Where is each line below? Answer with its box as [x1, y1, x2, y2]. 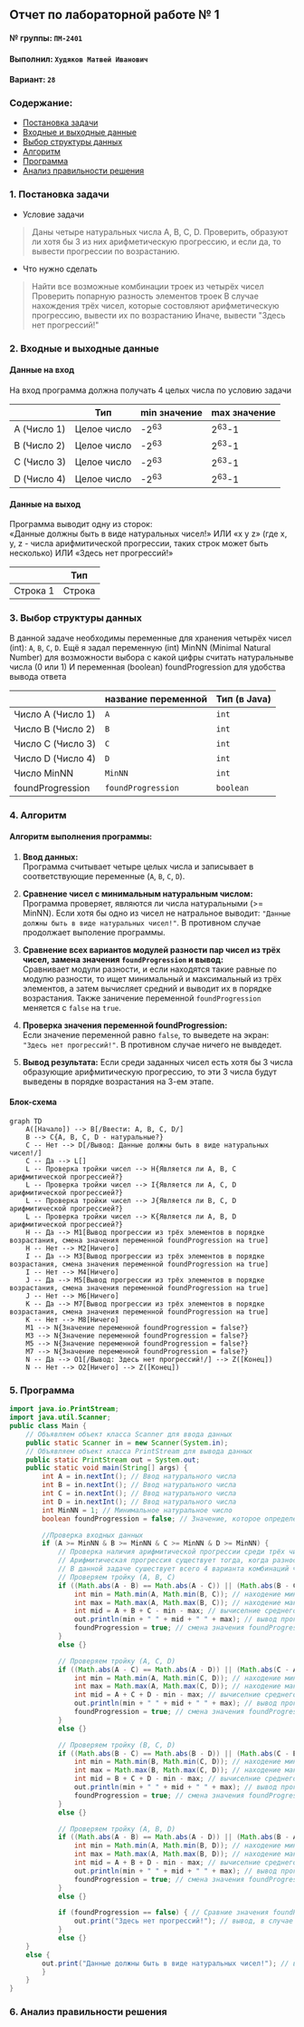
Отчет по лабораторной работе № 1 [9, 7, 220, 23]
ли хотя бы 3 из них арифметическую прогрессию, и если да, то [31, 236, 282, 247]
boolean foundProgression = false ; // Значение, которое [42, 1514, 261, 1523]
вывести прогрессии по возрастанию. [31, 245, 180, 257]
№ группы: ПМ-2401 [9, 32, 83, 44]
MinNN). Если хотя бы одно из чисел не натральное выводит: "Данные [22, 907, 291, 918]
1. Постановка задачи [9, 188, 110, 201]
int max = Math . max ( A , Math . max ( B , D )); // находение [73, 1850, 281, 1859]
